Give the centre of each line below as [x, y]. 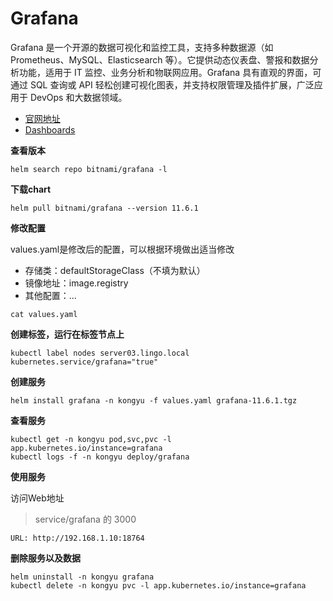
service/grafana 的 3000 [85, 519]
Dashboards [50, 129]
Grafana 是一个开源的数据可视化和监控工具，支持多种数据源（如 [142, 47]
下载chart [31, 189]
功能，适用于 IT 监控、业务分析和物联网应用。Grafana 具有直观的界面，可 [170, 72]
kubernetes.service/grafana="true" [84, 362]
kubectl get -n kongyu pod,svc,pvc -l [91, 439]
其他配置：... [50, 295]
